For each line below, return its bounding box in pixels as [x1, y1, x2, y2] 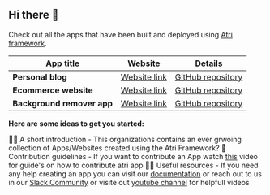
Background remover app [12, 97, 114, 109]
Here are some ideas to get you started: [8, 119, 144, 128]
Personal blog [12, 71, 67, 82]
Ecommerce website [12, 84, 93, 96]
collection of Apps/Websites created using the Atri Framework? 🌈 [8, 143, 227, 153]
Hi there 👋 [8, 8, 59, 22]
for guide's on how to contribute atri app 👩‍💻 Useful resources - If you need [8, 160, 259, 170]
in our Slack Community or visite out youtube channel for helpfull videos [8, 177, 250, 187]
